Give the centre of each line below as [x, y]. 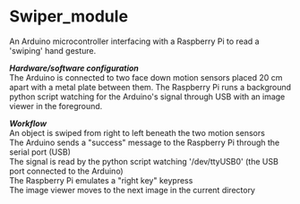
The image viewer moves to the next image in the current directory [132, 190]
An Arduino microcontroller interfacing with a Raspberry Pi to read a [134, 41]
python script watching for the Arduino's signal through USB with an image [147, 97]
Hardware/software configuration [74, 68]
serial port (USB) [40, 152]
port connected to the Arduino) [66, 171]
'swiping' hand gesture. [53, 50]
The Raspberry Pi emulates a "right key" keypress [101, 180]
